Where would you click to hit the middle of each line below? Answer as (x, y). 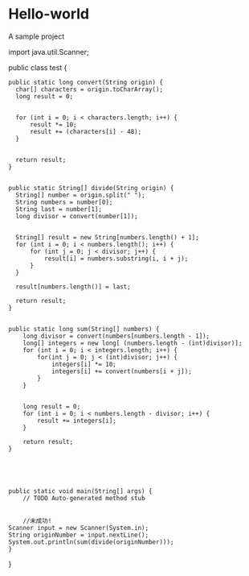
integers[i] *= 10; (84, 364)
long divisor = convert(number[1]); (77, 216)
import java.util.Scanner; (49, 52)
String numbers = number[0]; (64, 202)
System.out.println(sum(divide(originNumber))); (91, 542)
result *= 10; (53, 124)
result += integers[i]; (77, 421)
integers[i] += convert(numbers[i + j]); (122, 371)
